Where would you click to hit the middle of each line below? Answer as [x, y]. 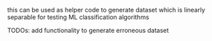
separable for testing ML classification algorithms [78, 17]
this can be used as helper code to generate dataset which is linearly [106, 10]
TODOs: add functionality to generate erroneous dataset [88, 30]
